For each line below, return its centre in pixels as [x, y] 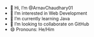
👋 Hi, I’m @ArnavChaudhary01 [41, 8]
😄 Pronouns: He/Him [32, 29]
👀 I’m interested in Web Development [49, 13]
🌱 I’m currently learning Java [40, 18]
